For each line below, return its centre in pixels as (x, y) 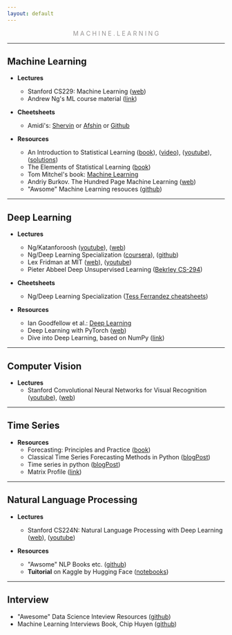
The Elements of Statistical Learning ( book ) (89, 167)
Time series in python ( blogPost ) (74, 464)
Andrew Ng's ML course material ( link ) (82, 99)
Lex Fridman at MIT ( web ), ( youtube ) (80, 262)
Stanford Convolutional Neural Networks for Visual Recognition (117, 390)
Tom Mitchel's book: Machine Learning (83, 174)
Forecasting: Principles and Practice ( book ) (89, 450)
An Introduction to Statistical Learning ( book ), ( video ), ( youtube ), (119, 152)
